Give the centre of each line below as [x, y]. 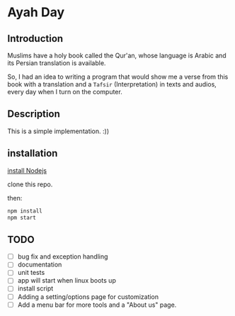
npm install [25, 211]
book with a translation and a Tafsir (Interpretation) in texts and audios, [112, 84]
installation [33, 153]
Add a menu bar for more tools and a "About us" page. [97, 305]
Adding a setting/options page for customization [88, 297]
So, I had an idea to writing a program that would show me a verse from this [118, 77]
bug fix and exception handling [63, 256]
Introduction [35, 39]
